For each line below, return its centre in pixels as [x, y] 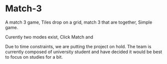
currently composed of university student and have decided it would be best [84, 52]
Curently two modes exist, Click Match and [49, 37]
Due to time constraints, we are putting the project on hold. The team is [78, 46]
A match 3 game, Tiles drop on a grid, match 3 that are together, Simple [79, 22]
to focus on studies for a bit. [34, 57]
